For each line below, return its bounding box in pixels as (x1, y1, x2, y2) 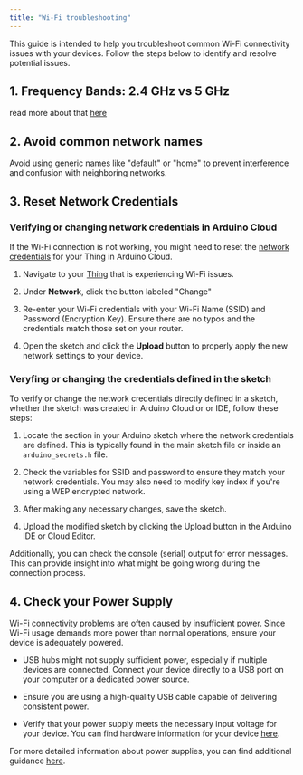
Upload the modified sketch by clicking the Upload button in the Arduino (22, 521, 292, 532)
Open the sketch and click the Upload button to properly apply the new (22, 340, 289, 351)
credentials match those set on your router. (22, 322, 184, 333)
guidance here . (9, 755, 66, 766)
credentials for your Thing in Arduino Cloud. (9, 251, 174, 262)
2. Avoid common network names (9, 133, 204, 149)
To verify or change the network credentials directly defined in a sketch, (9, 393, 279, 404)
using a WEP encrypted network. (22, 486, 147, 497)
